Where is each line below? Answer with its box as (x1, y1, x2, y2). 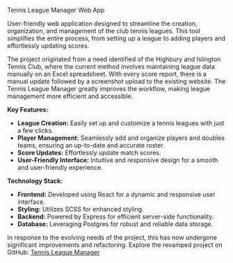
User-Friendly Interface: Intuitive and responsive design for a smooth (17, 156, 218, 164)
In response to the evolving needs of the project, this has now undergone (7, 233, 218, 241)
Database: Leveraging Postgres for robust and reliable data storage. (17, 220, 214, 228)
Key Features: (7, 106, 49, 113)
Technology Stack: (7, 177, 63, 185)
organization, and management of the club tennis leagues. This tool (7, 27, 200, 35)
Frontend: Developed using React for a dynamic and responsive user (17, 191, 216, 198)
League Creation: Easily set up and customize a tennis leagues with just (17, 119, 225, 127)
